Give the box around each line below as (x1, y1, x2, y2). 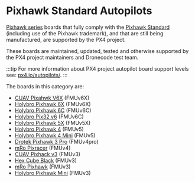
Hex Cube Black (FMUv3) (14, 157, 77, 164)
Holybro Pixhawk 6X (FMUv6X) (14, 100, 91, 107)
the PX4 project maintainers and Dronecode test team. (6, 54, 139, 61)
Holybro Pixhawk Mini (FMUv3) (14, 169, 91, 176)
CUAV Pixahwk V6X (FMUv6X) (14, 94, 90, 101)
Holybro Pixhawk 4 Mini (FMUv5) (14, 131, 96, 139)
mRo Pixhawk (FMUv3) (14, 163, 71, 170)
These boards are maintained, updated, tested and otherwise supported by (6, 47, 189, 54)
